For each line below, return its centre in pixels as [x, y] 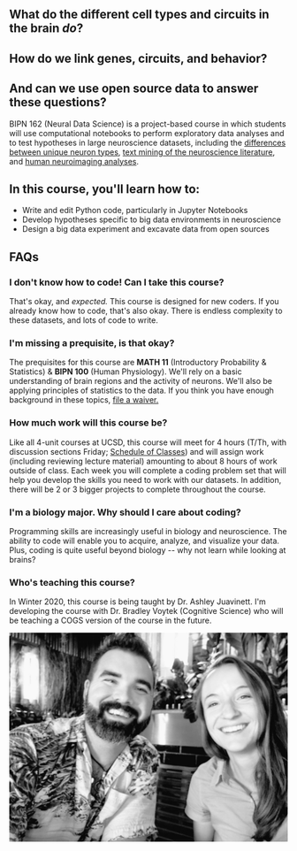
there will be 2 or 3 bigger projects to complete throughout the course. [138, 489]
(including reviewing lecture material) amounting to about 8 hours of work [143, 461]
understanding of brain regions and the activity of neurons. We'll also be [141, 381]
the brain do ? [46, 29]
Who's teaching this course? [72, 582]
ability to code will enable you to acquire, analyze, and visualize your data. [145, 540]
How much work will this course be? [88, 423]
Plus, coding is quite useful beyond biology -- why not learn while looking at [148, 550]
